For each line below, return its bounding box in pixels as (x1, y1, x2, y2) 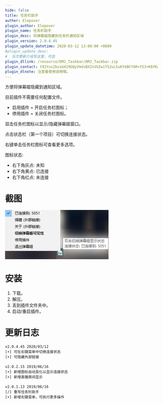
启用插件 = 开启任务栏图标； (12, 105, 69, 110)
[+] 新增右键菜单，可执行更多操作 (5, 394, 65, 400)
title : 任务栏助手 (5, 13, 39, 18)
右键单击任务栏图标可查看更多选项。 (5, 141, 78, 148)
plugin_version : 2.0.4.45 (5, 39, 57, 44)
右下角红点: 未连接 (12, 175, 49, 180)
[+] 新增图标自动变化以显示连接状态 (5, 369, 68, 374)
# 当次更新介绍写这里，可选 (5, 54, 55, 59)
